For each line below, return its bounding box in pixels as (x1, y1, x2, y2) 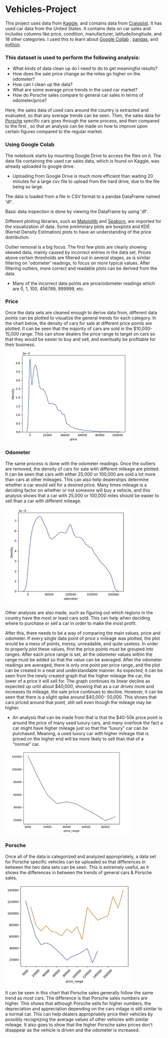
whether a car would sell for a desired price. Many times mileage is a (5, 482, 147, 488)
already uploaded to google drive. (5, 163, 75, 169)
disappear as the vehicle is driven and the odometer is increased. (5, 1027, 140, 1033)
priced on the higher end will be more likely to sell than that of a (12, 736, 144, 742)
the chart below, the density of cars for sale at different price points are (5, 320, 152, 326)
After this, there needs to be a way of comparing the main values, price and (5, 630, 161, 636)
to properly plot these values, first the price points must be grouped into (5, 646, 154, 652)
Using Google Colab (5, 141, 55, 148)
